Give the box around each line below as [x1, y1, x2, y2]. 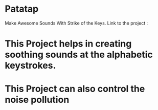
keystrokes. [5, 60, 56, 72]
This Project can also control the [5, 83, 145, 95]
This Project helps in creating [5, 38, 132, 50]
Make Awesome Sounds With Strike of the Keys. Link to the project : [5, 20, 148, 26]
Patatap [5, 3, 39, 15]
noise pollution [5, 94, 70, 105]
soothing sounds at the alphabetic [5, 49, 153, 60]
